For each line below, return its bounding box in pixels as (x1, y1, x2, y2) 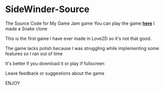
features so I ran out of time (5, 51, 63, 57)
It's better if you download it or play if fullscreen (5, 60, 105, 66)
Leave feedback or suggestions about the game (5, 70, 105, 76)
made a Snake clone (5, 25, 48, 31)
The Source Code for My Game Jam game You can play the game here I (5, 20, 155, 26)
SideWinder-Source (5, 4, 90, 15)
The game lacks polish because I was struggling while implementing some (5, 45, 159, 51)
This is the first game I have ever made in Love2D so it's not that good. (5, 35, 152, 41)
